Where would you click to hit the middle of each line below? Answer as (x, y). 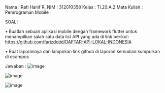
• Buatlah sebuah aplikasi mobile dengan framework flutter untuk (71, 31)
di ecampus (17, 57)
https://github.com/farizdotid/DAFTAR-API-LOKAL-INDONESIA (68, 42)
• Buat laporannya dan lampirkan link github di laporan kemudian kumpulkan (82, 51)
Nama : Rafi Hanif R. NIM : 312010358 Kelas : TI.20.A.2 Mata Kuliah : (74, 7)
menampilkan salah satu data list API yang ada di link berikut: (67, 37)
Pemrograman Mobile (27, 12)
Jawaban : (16, 66)
